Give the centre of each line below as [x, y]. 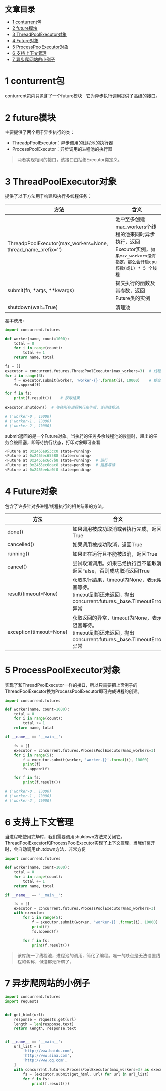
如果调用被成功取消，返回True [107, 544]
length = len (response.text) [44, 1024]
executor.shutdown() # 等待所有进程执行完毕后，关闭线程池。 [64, 408]
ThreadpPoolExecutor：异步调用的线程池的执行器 [62, 143]
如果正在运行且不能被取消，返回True [115, 554]
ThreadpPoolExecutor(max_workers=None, [58, 243]
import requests [22, 1001]
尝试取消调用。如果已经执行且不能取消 [117, 563]
